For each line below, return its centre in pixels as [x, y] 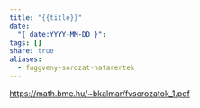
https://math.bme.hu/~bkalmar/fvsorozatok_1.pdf [100, 93]
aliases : [26, 59]
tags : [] [26, 43]
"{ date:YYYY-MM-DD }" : [62, 34]
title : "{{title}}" [46, 18]
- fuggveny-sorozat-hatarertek [76, 68]
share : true [32, 51]
